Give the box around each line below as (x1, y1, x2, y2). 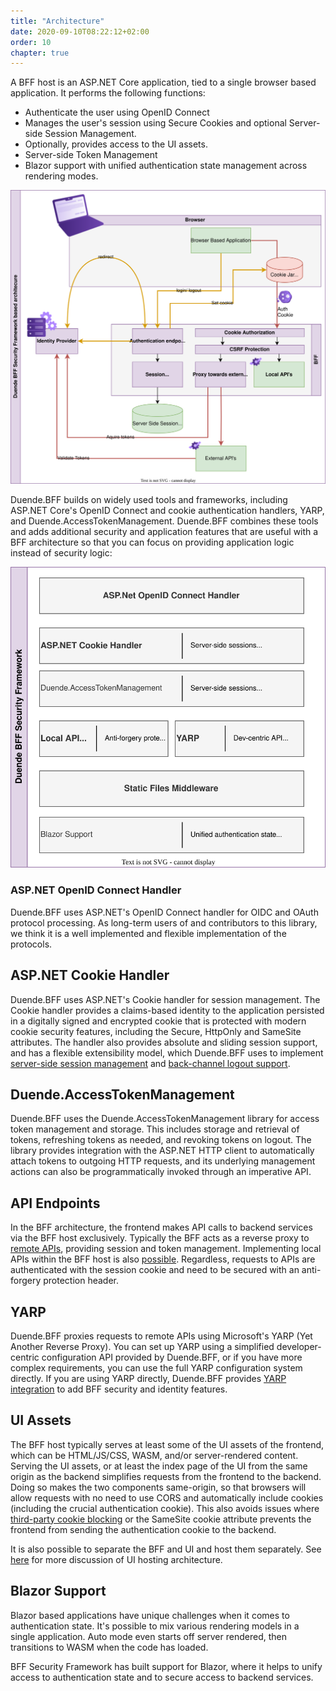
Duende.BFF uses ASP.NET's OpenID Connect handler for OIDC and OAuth (10, 906, 319, 918)
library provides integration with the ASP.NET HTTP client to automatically (10, 1145, 315, 1157)
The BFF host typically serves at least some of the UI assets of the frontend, (10, 1438, 325, 1450)
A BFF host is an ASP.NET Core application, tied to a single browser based (10, 76, 317, 89)
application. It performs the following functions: (10, 87, 206, 99)
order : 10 (10, 37, 52, 47)
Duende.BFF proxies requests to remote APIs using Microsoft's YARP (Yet (10, 1330, 313, 1342)
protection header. (43, 1275, 120, 1287)
